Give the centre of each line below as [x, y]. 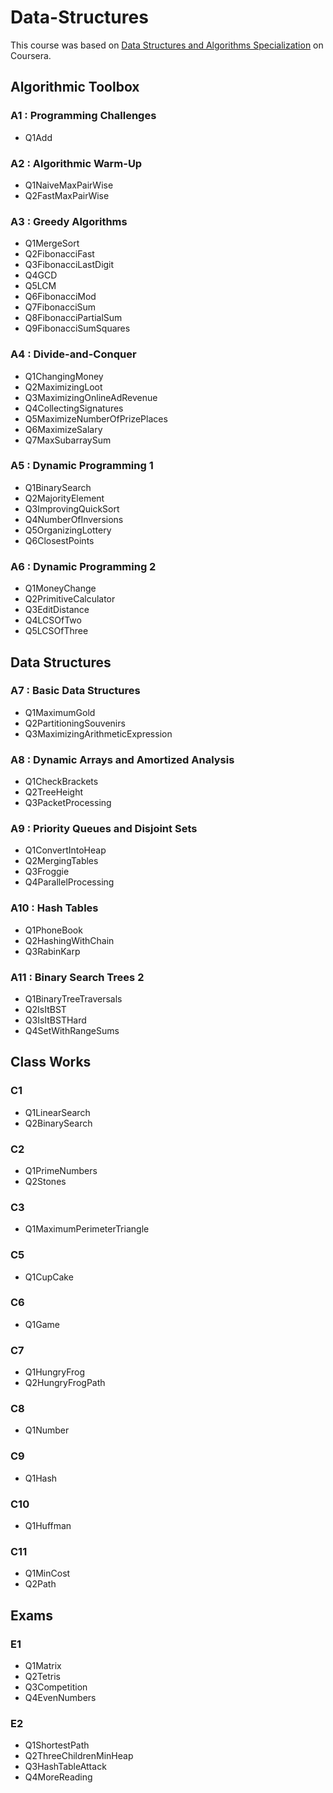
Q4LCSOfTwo [53, 620]
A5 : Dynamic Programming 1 [82, 466]
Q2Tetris [42, 1677]
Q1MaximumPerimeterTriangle [87, 1229]
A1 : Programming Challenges [83, 116]
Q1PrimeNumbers [61, 1170]
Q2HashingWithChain [69, 940]
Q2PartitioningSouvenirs [75, 723]
